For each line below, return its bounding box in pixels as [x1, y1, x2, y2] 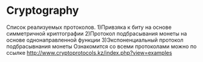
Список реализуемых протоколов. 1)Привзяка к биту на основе [6, 23, 172, 31]
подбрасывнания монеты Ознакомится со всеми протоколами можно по [6, 43, 197, 50]
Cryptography [6, 4, 79, 17]
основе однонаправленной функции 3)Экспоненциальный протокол [6, 36, 184, 43]
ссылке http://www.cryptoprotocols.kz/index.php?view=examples [6, 49, 172, 56]
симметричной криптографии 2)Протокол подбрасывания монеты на [6, 29, 187, 37]
